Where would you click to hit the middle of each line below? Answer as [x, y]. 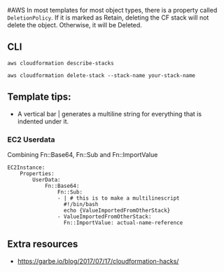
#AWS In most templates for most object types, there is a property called [112, 10]
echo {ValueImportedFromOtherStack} [117, 210]
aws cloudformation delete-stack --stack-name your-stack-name [101, 75]
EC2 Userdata [31, 140]
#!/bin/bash [81, 204]
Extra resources [43, 244]
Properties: [37, 174]
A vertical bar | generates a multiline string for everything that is [109, 114]
